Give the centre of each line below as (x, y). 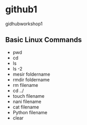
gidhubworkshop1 (24, 24)
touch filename (28, 96)
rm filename (25, 85)
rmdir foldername (31, 79)
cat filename (26, 107)
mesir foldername (31, 74)
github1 (21, 10)
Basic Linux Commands (43, 40)
